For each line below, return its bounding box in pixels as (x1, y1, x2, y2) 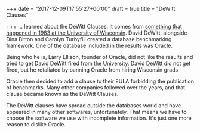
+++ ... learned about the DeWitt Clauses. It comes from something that (6, 23, 182, 30)
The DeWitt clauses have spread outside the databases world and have (6, 102, 181, 109)
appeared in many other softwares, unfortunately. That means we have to (6, 109, 187, 115)
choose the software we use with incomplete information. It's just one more (6, 115, 192, 122)
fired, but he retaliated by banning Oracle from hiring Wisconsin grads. (6, 66, 180, 73)
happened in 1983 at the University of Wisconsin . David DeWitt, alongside (6, 29, 187, 36)
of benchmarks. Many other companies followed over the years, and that (6, 84, 186, 91)
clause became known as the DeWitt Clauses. (6, 91, 119, 97)
